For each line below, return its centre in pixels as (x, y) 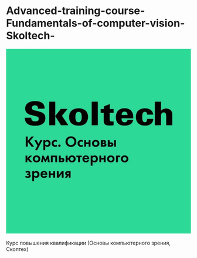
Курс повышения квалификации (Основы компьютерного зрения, (89, 243)
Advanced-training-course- (76, 11)
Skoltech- (30, 36)
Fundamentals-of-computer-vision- (96, 23)
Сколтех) (17, 249)
